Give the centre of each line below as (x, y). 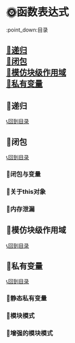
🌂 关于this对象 (26, 191)
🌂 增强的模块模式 (30, 333)
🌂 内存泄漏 (21, 209)
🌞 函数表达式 (38, 12)
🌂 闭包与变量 (24, 174)
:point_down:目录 (27, 30)
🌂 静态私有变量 (26, 298)
